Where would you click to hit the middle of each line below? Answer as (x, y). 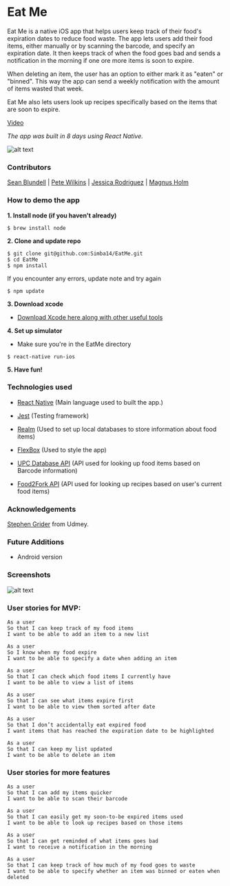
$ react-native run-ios (41, 356)
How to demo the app (44, 200)
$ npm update (26, 291)
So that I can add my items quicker (60, 793)
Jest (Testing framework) (53, 416)
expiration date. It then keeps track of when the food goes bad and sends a (114, 53)
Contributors (29, 167)
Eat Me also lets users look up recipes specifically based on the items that (112, 102)
